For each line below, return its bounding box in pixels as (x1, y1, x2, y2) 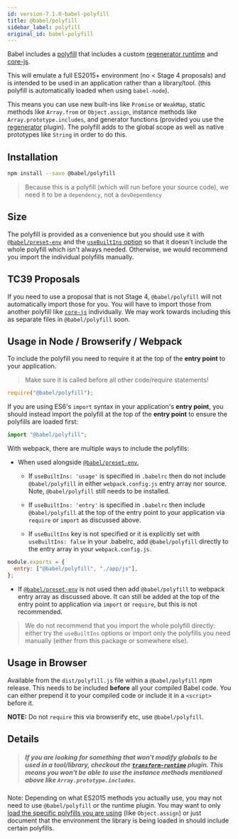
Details (7, 733, 39, 745)
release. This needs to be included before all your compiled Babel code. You (7, 683, 232, 692)
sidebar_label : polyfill (7, 24, 81, 31)
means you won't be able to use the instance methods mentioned (24, 768, 222, 776)
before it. (7, 699, 34, 707)
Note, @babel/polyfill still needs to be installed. (28, 487, 171, 496)
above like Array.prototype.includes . (24, 776, 136, 784)
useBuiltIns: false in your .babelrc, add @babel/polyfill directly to (28, 537, 229, 546)
